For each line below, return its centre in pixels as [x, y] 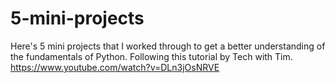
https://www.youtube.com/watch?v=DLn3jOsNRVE [115, 67]
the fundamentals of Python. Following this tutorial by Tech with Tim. [151, 56]
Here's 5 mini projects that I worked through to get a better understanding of [168, 46]
